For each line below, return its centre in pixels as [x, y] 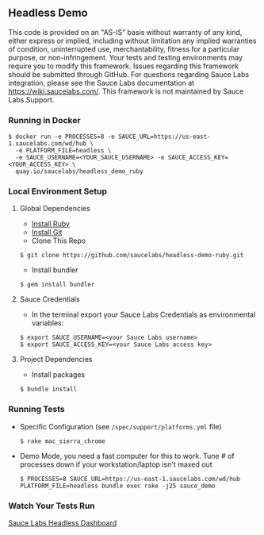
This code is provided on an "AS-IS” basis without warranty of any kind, [125, 32]
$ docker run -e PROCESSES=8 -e [61, 137]
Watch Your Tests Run [52, 506]
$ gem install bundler [57, 285]
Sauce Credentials [50, 299]
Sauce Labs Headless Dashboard [63, 523]
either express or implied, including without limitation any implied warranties [132, 40]
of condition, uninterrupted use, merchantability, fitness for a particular [124, 49]
